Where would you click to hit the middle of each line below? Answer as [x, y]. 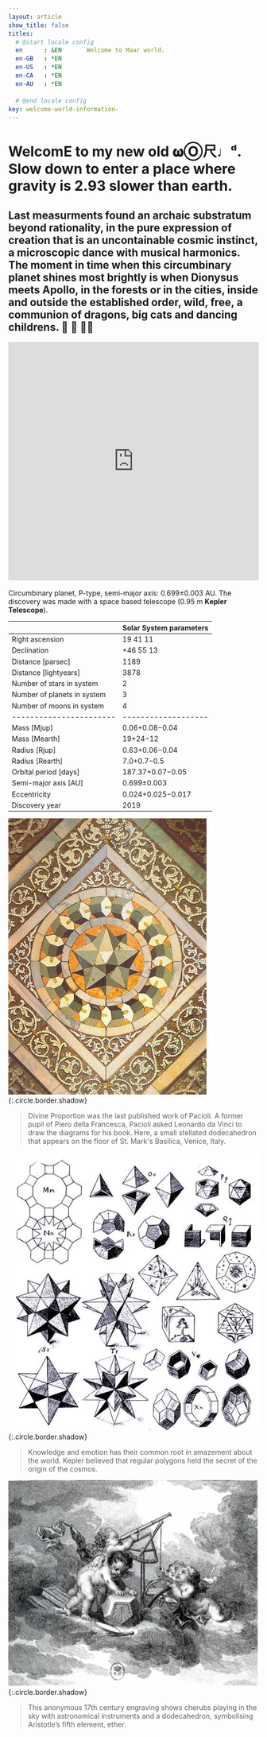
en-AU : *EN [39, 83]
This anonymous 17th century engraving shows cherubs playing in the [142, 1708]
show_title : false [39, 25]
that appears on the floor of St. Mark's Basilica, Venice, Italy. [127, 1142]
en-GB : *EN [39, 59]
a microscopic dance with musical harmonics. [124, 252]
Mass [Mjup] [32, 728]
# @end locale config [51, 101]
